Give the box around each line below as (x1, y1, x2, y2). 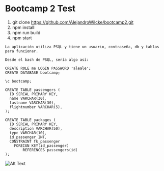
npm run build (12, 29, 41, 35)
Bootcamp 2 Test (5, 3, 76, 14)
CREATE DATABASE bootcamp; (5, 70, 60, 75)
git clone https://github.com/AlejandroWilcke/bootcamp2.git (12, 19, 134, 25)
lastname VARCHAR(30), (9, 100, 56, 105)
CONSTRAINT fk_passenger (9, 139, 60, 144)
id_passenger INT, (9, 135, 48, 140)
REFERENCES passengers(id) (23, 147, 78, 152)
